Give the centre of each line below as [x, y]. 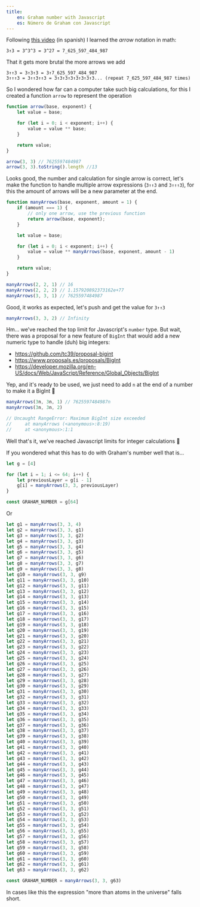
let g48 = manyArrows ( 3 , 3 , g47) [48, 787]
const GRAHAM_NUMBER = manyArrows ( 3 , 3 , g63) [64, 881]
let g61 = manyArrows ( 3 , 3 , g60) [48, 859]
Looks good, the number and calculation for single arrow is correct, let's [95, 179]
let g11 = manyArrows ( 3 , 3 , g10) [48, 580]
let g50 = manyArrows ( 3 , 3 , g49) [48, 797]
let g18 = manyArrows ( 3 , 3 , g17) [48, 619]
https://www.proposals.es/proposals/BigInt [68, 360]
